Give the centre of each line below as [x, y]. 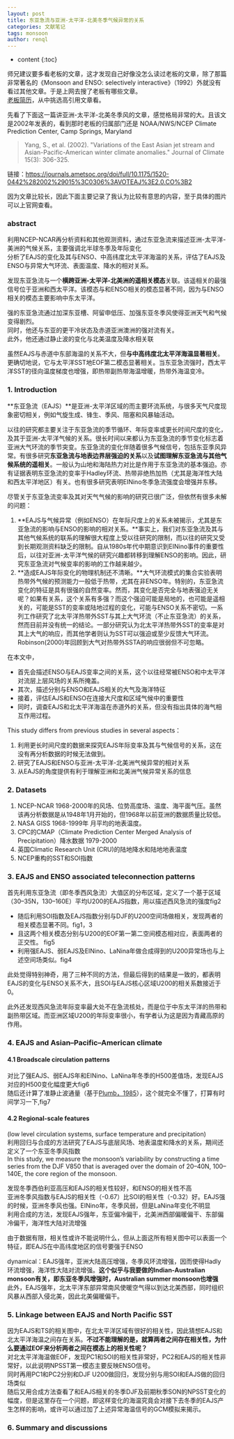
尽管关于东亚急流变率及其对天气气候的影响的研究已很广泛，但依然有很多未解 [117, 497]
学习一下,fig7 [32, 1102]
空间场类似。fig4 [47, 960]
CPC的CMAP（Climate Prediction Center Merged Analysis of [104, 832]
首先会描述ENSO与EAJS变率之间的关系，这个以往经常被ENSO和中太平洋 [121, 672]
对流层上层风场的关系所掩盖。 [60, 680]
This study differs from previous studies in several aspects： [94, 730]
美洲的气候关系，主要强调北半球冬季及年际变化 [74, 248]
